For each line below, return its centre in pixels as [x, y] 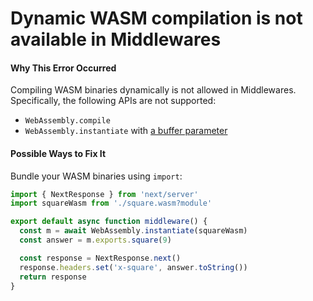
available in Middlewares [116, 39]
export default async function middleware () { [109, 222]
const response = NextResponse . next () [100, 258]
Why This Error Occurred [63, 68]
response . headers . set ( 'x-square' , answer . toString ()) [133, 267]
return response [53, 277]
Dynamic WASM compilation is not [156, 18]
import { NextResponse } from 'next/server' [104, 194]
